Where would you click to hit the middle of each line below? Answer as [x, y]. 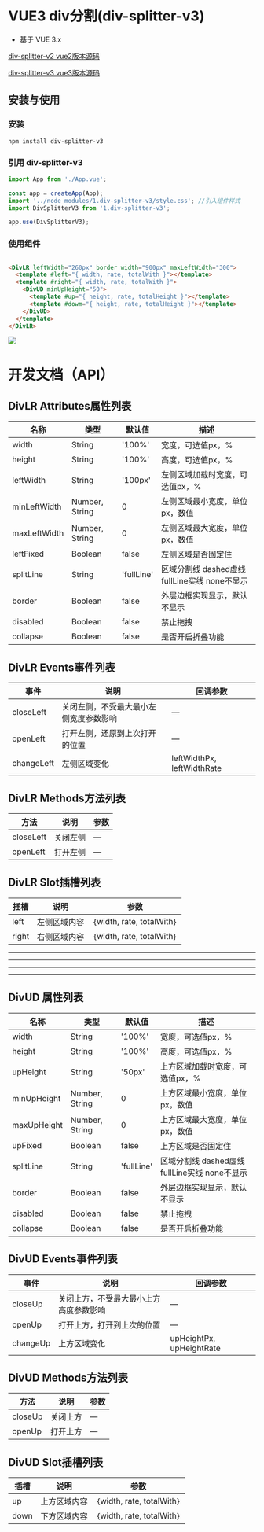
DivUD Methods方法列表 [68, 1377]
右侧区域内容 [60, 937]
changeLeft [33, 764]
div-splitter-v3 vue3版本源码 [54, 72]
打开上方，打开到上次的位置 [109, 1324]
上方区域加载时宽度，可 [203, 1066]
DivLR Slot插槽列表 [55, 883]
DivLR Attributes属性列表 [70, 406]
